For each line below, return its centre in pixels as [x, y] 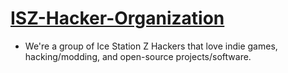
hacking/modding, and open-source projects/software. [138, 56]
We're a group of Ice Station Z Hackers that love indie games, [151, 46]
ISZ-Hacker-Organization [117, 18]
